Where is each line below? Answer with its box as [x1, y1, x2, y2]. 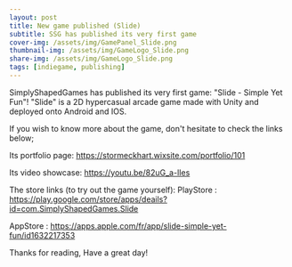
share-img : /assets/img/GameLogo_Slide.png [9, 54, 174, 63]
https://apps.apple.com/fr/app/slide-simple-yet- [50, 220, 227, 231]
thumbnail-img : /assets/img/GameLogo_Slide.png [9, 46, 190, 55]
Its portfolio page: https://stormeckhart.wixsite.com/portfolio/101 [9, 150, 246, 160]
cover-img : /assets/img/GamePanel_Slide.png [9, 37, 177, 47]
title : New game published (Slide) [9, 21, 142, 30]
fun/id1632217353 [9, 230, 76, 240]
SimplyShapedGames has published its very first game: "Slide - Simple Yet [9, 86, 283, 98]
